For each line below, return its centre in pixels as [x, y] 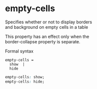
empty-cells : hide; [25, 81]
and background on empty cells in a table [47, 27]
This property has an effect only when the [47, 36]
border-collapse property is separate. [43, 41]
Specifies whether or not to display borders [49, 22]
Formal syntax [19, 51]
